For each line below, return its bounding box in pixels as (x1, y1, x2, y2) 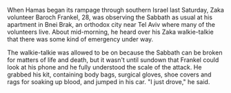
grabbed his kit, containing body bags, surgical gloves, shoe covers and (7, 70, 212, 79)
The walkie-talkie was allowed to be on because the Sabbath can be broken (7, 48, 223, 56)
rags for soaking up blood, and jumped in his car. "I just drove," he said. (7, 78, 210, 85)
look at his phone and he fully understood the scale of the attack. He (7, 63, 202, 71)
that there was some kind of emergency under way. (7, 35, 154, 43)
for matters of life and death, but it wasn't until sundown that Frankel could (7, 56, 219, 64)
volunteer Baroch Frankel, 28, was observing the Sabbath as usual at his (7, 13, 212, 21)
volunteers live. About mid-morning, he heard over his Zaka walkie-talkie (7, 28, 214, 36)
